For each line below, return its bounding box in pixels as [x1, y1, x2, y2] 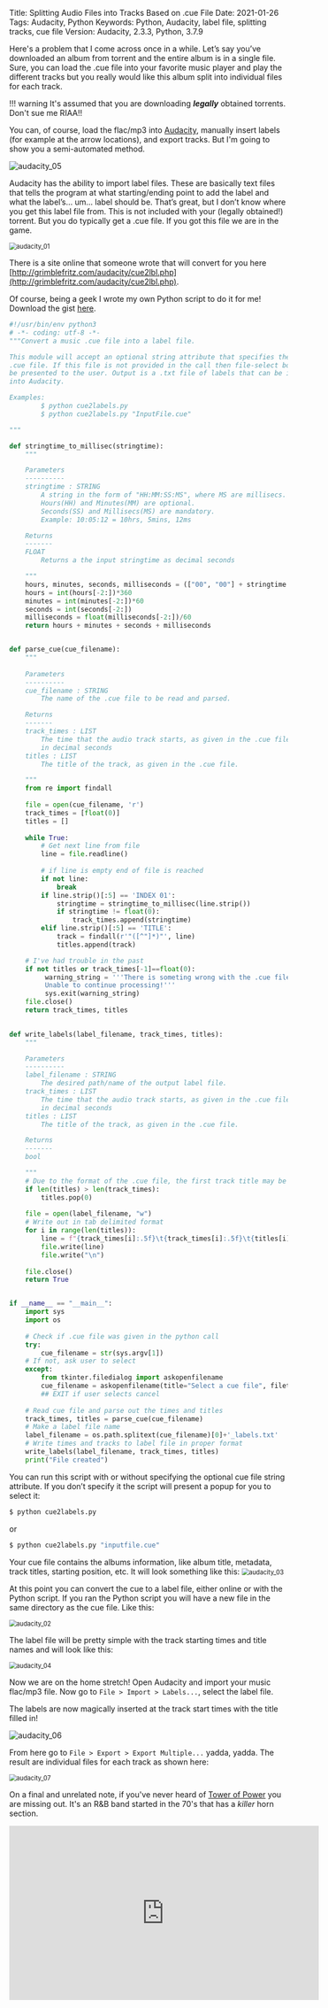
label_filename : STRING [25, 1070, 117, 1079]
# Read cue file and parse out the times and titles [25, 1406, 224, 1415]
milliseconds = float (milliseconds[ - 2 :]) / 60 [25, 613, 192, 622]
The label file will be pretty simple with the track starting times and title [9, 1634, 267, 1645]
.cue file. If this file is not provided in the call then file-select [9, 360, 278, 370]
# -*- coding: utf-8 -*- [9, 328, 101, 337]
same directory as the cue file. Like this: [9, 1602, 155, 1612]
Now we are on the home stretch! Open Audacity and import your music [9, 1677, 271, 1687]
